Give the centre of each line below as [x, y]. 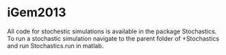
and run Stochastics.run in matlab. [55, 45]
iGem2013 [37, 13]
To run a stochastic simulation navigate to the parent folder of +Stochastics [113, 38]
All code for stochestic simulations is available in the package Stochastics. [112, 31]
